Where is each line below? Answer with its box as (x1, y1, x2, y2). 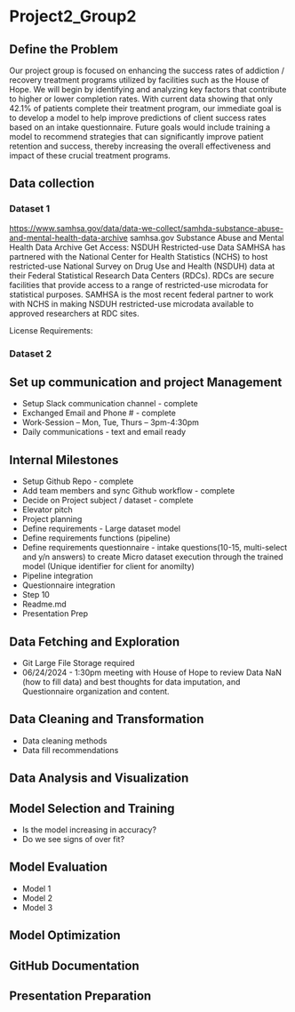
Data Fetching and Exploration (9, 634, 180, 649)
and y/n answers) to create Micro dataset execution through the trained (21, 551, 283, 562)
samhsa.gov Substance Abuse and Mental (130, 232, 284, 243)
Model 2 (21, 892, 53, 904)
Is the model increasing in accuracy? (21, 824, 157, 835)
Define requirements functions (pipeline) (21, 533, 171, 543)
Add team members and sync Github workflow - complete (21, 486, 235, 496)
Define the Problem (9, 42, 118, 57)
